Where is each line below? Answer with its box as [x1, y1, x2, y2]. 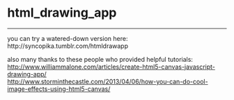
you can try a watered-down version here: [7, 34, 128, 42]
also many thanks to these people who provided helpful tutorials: [7, 55, 194, 63]
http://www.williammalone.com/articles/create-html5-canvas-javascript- [7, 62, 216, 71]
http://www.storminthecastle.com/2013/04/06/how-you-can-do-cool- [7, 77, 208, 85]
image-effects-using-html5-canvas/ [7, 85, 111, 93]
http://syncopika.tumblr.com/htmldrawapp [7, 42, 129, 50]
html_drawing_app [7, 5, 117, 21]
